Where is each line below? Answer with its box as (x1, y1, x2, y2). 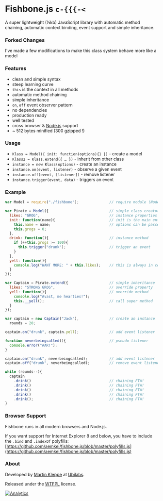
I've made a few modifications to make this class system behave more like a (5, 48, 157, 54)
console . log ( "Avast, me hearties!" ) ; (14, 294, 90, 299)
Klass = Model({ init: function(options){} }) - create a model (12, 150, 142, 156)
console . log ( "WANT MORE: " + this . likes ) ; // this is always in (14, 263, 153, 267)
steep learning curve (12, 81, 54, 87)
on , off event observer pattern (12, 102, 73, 108)
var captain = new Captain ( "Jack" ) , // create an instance (5, 317, 155, 321)
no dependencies (12, 107, 48, 113)
